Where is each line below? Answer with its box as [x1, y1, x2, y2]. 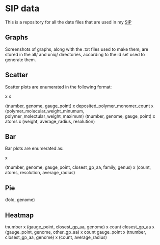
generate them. [5, 57, 36, 63]
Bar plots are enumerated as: [5, 145, 64, 152]
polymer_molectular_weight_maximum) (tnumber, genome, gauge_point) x [5, 113, 156, 119]
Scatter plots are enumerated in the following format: [5, 84, 112, 89]
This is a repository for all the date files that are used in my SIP [5, 19, 132, 25]
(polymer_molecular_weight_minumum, [5, 108, 84, 114]
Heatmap [5, 211, 34, 219]
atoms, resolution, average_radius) [5, 170, 75, 176]
